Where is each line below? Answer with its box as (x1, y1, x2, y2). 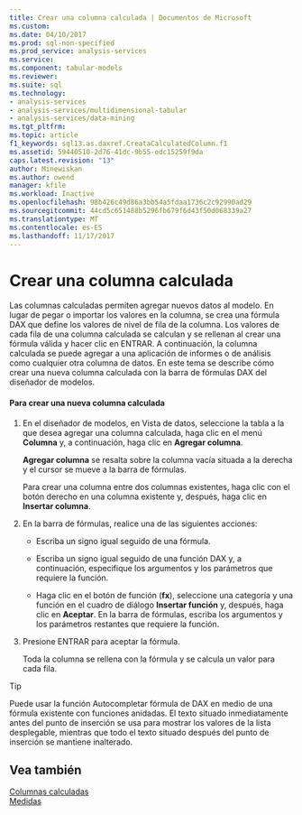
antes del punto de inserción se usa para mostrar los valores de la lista (9, 717, 272, 727)
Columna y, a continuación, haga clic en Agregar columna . (22, 437, 243, 448)
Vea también (9, 762, 82, 777)
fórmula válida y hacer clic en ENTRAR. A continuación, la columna (9, 338, 258, 349)
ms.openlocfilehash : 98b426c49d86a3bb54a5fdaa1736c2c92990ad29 (9, 198, 252, 208)
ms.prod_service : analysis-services (9, 47, 147, 56)
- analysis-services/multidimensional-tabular (9, 106, 188, 115)
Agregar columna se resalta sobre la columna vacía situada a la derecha (22, 454, 293, 465)
